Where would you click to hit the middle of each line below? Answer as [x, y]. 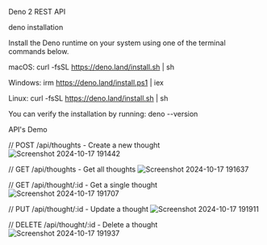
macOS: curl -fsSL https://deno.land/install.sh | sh [92, 67]
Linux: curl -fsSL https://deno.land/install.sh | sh [88, 98]
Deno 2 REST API [37, 12]
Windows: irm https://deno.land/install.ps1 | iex [86, 83]
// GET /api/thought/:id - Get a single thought [83, 185]
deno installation [36, 27]
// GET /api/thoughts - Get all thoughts [72, 169]
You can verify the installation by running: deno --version [103, 114]
